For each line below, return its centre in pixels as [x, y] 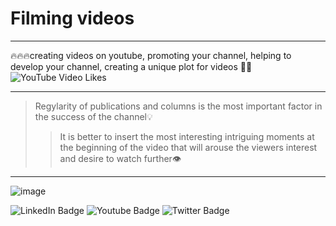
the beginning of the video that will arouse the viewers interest [188, 147]
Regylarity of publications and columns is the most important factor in [178, 106]
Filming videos [72, 18]
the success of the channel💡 [93, 116]
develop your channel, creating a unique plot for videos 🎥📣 [131, 66]
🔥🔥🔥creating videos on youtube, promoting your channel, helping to [151, 55]
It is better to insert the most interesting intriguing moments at [187, 136]
